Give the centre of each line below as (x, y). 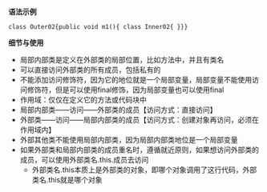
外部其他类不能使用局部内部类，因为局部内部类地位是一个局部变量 (129, 140)
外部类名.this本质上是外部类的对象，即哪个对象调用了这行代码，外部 (144, 170)
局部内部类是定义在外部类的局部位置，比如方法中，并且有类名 (122, 60)
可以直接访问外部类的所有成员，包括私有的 (90, 70)
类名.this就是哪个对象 (67, 180)
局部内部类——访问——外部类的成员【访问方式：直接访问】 (118, 110)
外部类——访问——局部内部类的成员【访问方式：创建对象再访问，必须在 (139, 120)
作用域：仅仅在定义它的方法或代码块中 (83, 100)
